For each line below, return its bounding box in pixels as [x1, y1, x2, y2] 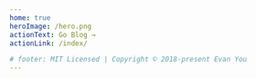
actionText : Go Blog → [9, 30, 96, 39]
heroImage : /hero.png [9, 22, 92, 31]
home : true [9, 13, 51, 23]
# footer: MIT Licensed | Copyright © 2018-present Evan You [9, 55, 248, 64]
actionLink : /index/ [9, 38, 89, 48]
